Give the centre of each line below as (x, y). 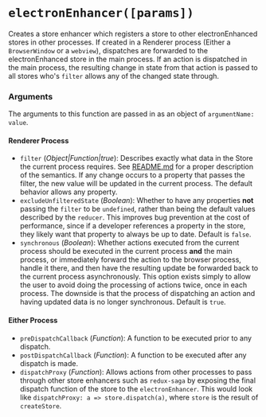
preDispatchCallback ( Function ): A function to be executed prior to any (136, 338)
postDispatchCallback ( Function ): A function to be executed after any (133, 355)
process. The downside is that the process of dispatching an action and (137, 294)
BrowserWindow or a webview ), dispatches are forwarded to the (108, 50)
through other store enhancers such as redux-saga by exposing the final (138, 380)
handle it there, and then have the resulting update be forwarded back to (139, 268)
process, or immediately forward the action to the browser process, (130, 259)
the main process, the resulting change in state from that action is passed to (133, 67)
